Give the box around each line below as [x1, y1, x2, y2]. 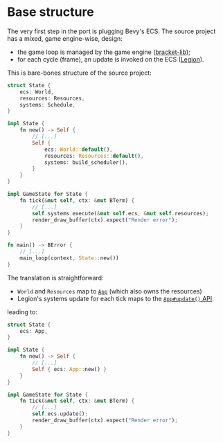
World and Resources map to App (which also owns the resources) [17, 287, 202, 295]
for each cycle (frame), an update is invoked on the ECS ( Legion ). [17, 55, 204, 63]
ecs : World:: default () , [44, 146, 113, 153]
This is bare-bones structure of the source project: [7, 69, 152, 77]
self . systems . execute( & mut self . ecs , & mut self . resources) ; [32, 210, 209, 217]
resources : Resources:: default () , [44, 152, 144, 159]
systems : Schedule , [19, 101, 76, 108]
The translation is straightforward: [7, 273, 104, 282]
